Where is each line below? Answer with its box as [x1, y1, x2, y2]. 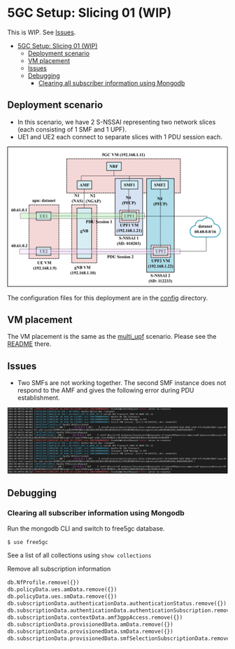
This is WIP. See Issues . [7, 28, 76, 36]
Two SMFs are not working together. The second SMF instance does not [17, 379, 227, 387]
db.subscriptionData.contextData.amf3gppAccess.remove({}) [7, 614, 183, 621]
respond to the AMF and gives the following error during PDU [17, 386, 194, 395]
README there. [7, 340, 52, 348]
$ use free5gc [7, 538, 49, 545]
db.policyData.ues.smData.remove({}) [7, 593, 117, 600]
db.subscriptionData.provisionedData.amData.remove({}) [7, 621, 173, 628]
